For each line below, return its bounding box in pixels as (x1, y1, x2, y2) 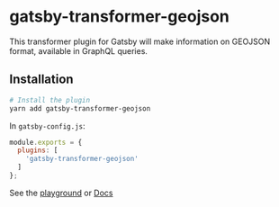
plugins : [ (17, 146, 58, 155)
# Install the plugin (9, 95, 91, 104)
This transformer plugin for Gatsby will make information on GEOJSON (9, 36, 271, 47)
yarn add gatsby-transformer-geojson (9, 103, 151, 113)
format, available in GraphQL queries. (9, 45, 148, 56)
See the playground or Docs (9, 187, 113, 198)
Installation (9, 72, 74, 87)
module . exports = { (9, 138, 83, 147)
